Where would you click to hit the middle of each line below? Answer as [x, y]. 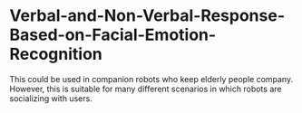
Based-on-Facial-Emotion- [113, 35]
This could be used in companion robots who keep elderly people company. [151, 79]
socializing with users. [51, 98]
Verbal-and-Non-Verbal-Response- [147, 16]
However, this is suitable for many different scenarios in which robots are [146, 89]
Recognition [56, 54]
